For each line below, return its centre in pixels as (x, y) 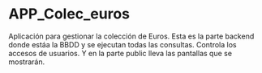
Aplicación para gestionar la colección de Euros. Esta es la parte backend (131, 36)
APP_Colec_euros (69, 14)
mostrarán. (27, 62)
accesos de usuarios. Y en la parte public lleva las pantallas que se (120, 53)
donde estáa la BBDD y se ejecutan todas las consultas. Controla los (122, 44)
